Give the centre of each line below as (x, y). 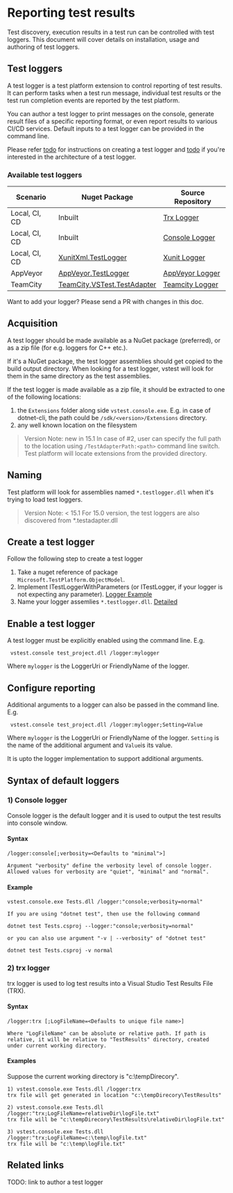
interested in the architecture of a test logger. (72, 157)
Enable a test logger (51, 624)
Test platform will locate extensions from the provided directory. (115, 453)
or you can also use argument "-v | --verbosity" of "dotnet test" (107, 938)
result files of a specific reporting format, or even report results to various (112, 121)
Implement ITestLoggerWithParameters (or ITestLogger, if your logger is (120, 587)
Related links (36, 1166)
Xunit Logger (184, 257)
